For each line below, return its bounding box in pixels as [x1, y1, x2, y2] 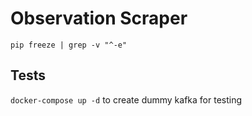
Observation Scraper [10, 7, 188, 30]
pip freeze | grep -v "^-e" [10, 40, 128, 50]
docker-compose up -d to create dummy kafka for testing [10, 93, 243, 106]
